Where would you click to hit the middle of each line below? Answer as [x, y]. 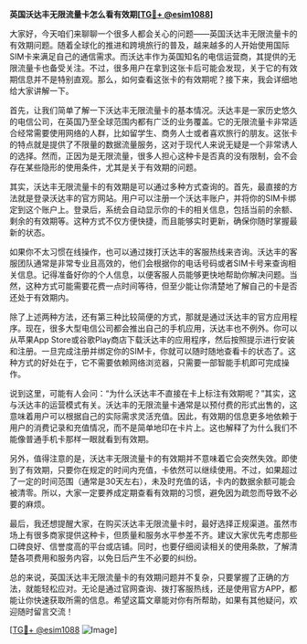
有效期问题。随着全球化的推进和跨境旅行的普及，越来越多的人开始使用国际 [149, 45]
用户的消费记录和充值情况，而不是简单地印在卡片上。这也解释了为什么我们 [149, 428]
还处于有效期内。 [42, 297]
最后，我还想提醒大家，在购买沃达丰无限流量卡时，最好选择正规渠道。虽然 [149, 523]
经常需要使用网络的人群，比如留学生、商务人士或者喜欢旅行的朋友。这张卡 [157, 133]
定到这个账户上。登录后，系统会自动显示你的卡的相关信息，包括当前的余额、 [153, 210]
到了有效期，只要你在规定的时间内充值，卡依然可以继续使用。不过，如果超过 [153, 470]
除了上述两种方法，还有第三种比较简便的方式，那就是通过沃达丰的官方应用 [149, 317]
